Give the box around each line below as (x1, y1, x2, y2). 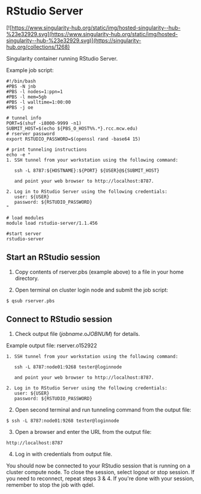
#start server (6, 230, 42, 237)
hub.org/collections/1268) (6, 43, 70, 50)
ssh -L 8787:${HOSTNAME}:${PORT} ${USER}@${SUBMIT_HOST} (14, 167, 160, 174)
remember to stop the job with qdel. (6, 481, 95, 488)
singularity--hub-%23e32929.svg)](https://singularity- (6, 37, 142, 44)
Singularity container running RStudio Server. (6, 55, 118, 62)
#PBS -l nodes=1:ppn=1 (6, 88, 63, 94)
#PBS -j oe (6, 104, 34, 111)
